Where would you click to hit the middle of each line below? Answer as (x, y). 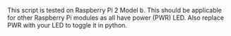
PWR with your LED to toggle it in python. (67, 25)
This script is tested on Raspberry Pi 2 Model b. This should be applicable (115, 10)
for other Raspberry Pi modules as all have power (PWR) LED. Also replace (116, 18)
